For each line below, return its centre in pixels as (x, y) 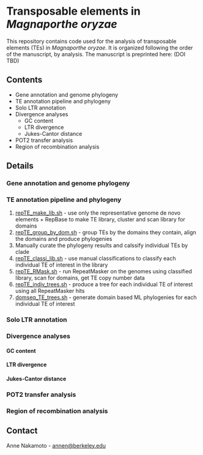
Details (20, 166)
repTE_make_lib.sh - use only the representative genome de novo (98, 213)
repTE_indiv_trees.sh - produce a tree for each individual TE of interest (104, 284)
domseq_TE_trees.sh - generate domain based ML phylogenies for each (106, 297)
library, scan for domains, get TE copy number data (80, 278)
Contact (22, 431)
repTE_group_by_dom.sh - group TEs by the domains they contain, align (106, 232)
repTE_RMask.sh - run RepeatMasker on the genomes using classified (104, 272)
